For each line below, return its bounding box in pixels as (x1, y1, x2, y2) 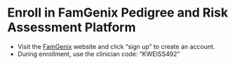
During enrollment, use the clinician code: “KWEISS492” (17, 50, 180, 58)
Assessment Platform (7, 19, 136, 35)
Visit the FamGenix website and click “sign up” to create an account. (17, 42, 215, 50)
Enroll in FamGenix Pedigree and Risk (7, 5, 229, 21)
